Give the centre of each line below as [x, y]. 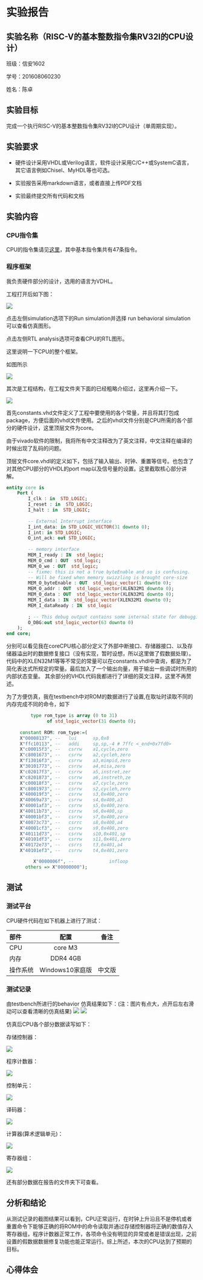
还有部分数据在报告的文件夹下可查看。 [54, 1182]
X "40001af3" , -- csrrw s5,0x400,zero [74, 806]
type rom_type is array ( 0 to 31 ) [74, 716]
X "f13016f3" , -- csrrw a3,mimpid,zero [75, 761]
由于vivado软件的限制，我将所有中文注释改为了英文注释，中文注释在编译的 [99, 440]
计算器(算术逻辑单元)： [35, 1134]
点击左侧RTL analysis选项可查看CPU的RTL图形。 [67, 339]
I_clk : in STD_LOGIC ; [58, 499]
